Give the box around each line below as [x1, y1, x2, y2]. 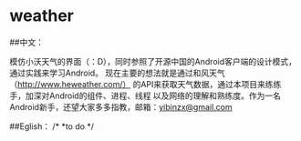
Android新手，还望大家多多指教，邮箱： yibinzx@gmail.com [9, 101, 233, 112]
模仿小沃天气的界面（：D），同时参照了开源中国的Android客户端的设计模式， [9, 55, 296, 66]
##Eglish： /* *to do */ [9, 120, 94, 132]
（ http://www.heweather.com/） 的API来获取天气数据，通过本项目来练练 [9, 78, 282, 89]
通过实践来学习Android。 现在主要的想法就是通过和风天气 [9, 67, 225, 78]
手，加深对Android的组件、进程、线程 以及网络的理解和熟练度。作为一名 [9, 90, 281, 101]
